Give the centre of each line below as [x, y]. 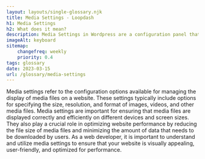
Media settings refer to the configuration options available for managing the [101, 91]
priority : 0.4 [35, 57]
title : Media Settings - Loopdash [50, 18]
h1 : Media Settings [31, 23]
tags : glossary [26, 63]
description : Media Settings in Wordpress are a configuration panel [97, 35]
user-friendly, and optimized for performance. [64, 150]
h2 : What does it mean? [37, 29]
